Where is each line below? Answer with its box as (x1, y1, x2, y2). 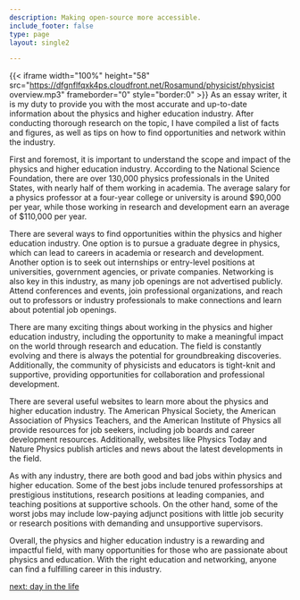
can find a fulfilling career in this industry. (9, 564, 162, 575)
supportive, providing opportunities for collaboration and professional (9, 369, 265, 380)
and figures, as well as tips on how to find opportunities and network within (9, 127, 286, 139)
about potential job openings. (9, 305, 117, 316)
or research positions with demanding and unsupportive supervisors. (9, 518, 263, 528)
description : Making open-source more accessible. (9, 13, 202, 22)
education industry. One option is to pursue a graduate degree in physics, (9, 238, 280, 249)
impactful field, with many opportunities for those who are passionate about (9, 545, 288, 555)
